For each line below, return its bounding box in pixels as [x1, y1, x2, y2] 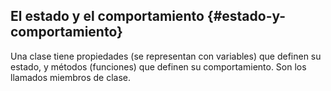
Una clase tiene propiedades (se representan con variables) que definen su [10, 50, 322, 62]
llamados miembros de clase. [10, 71, 131, 83]
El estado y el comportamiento [10, 8, 205, 25]
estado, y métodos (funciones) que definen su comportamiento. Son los [10, 60, 307, 73]
